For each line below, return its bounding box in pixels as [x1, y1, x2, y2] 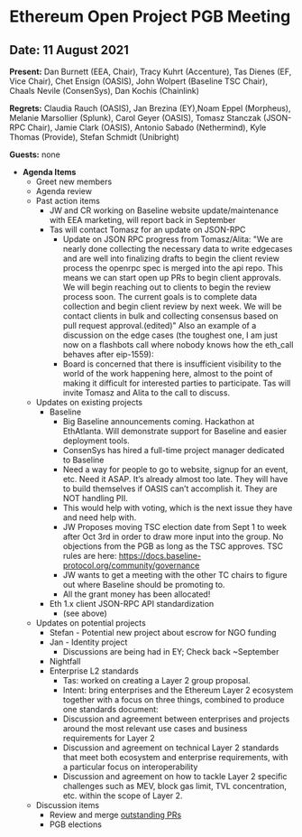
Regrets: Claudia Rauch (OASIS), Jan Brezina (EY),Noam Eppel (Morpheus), [9, 103, 291, 114]
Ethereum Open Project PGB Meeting [9, 6, 291, 27]
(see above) [62, 608, 108, 618]
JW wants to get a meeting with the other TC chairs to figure [62, 570, 288, 580]
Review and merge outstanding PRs [49, 810, 182, 820]
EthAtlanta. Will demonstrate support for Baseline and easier [62, 426, 287, 436]
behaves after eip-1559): [62, 349, 155, 359]
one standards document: [62, 704, 160, 714]
